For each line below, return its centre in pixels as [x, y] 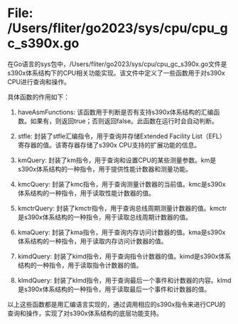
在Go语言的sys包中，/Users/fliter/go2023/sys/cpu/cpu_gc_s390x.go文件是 [117, 64]
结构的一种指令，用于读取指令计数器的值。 [80, 265]
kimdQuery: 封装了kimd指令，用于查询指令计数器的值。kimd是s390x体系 [124, 256]
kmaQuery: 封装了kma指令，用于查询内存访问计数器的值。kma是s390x [121, 232]
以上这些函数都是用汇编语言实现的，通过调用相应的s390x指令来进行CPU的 [117, 304]
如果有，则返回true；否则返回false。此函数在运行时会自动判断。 [124, 121]
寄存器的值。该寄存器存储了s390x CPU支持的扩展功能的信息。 [109, 145]
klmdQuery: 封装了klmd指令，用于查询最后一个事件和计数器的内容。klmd [124, 280]
